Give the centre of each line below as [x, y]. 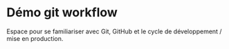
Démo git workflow [62, 13]
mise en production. [35, 38]
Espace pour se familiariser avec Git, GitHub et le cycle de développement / [114, 31]
